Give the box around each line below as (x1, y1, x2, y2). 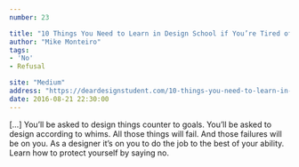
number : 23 (9, 12, 50, 22)
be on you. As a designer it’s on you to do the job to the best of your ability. (9, 138, 285, 148)
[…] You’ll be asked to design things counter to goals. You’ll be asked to (9, 119, 272, 130)
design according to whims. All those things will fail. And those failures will (9, 128, 282, 139)
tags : (9, 45, 29, 54)
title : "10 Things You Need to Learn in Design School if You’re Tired (9, 28, 280, 38)
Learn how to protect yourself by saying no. (9, 147, 169, 158)
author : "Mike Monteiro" (9, 37, 101, 46)
